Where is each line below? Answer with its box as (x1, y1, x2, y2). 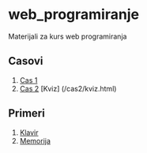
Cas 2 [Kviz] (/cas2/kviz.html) (19, 84, 117, 93)
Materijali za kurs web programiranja (8, 32, 127, 41)
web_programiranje (8, 6, 140, 24)
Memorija (19, 136, 51, 145)
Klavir (19, 128, 39, 137)
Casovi (8, 54, 43, 68)
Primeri (8, 106, 45, 120)
